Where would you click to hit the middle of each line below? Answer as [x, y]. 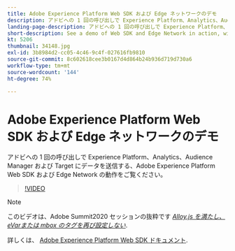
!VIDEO [35, 189]
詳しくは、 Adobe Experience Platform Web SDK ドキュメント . [98, 240]
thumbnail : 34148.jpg [39, 46]
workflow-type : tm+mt [39, 66]
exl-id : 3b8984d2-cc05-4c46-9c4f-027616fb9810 [76, 53]
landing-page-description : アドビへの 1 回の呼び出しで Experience [101, 27]
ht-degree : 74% [29, 79]
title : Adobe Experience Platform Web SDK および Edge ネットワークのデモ [112, 14]
